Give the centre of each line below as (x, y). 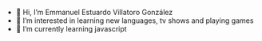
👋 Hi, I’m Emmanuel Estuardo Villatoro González (94, 12)
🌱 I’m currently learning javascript (71, 29)
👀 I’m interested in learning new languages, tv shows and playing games (135, 20)
